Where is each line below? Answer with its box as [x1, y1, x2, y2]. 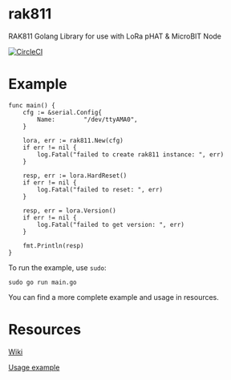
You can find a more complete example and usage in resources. [8, 292, 219, 301]
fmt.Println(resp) [22, 241, 84, 249]
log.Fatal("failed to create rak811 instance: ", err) [37, 150, 225, 159]
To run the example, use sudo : [8, 262, 107, 273]
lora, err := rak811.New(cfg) [22, 136, 124, 144]
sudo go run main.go [8, 278, 78, 286]
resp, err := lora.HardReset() [22, 172, 128, 180]
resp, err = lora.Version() [22, 206, 116, 215]
